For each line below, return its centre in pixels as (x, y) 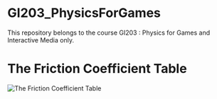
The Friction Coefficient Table (97, 69)
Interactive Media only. (41, 40)
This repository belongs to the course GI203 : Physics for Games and (109, 33)
